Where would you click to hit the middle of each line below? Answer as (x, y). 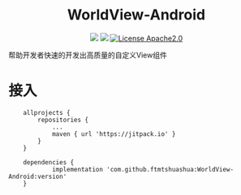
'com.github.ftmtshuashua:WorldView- (170, 169)
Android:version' (38, 176)
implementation (77, 169)
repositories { (63, 120)
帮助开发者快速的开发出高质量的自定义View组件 (88, 55)
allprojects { (47, 112)
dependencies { (49, 162)
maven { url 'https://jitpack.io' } (114, 134)
